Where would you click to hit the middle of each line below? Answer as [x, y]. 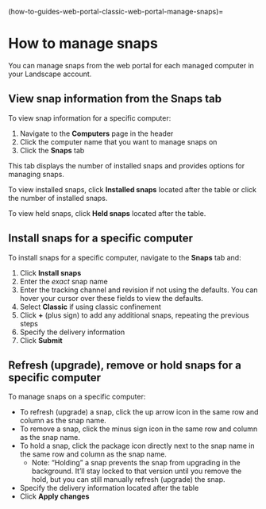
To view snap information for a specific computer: [90, 118]
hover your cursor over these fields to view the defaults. [112, 298]
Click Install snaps [50, 272]
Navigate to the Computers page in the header [96, 133]
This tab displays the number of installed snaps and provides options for [126, 165]
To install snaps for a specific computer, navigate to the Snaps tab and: [125, 257]
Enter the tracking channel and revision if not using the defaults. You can [139, 290]
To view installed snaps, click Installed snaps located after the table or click [132, 189]
